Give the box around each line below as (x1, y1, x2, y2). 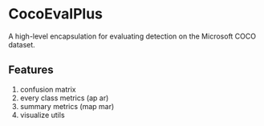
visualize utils (19, 110, 66, 120)
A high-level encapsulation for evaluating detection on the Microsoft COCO (8, 31, 257, 41)
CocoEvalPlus (8, 5, 103, 23)
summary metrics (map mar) (19, 101, 115, 111)
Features (8, 63, 54, 77)
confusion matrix (19, 84, 76, 94)
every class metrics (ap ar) (19, 93, 109, 103)
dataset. (8, 39, 36, 49)
